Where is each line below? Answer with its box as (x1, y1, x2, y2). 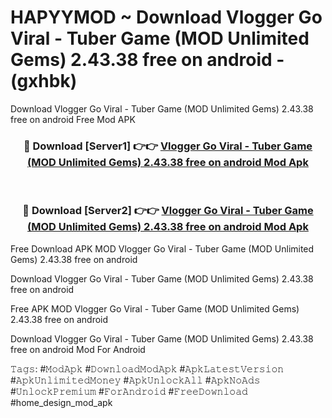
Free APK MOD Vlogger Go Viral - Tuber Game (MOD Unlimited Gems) (10, 302, 300, 315)
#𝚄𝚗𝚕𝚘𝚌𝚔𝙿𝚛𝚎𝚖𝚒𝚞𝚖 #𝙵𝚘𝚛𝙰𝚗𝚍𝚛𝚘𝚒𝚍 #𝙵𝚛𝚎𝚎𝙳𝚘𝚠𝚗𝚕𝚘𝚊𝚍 (10, 385, 248, 397)
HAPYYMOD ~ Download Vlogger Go (10, 6, 323, 29)
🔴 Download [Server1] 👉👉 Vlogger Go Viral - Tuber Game (23, 139, 313, 153)
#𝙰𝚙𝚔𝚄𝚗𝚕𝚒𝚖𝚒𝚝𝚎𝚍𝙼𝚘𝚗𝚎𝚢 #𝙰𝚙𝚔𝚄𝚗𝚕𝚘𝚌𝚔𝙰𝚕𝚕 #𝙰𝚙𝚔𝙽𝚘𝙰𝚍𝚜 (10, 374, 261, 386)
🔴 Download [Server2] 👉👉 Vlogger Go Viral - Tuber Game (22, 204, 314, 218)
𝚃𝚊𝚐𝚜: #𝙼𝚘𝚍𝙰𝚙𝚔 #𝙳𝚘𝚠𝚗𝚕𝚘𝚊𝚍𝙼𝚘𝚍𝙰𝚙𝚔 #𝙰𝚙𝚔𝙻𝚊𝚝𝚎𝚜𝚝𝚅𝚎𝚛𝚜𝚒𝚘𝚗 (10, 362, 285, 375)
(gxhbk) (10, 70, 78, 93)
